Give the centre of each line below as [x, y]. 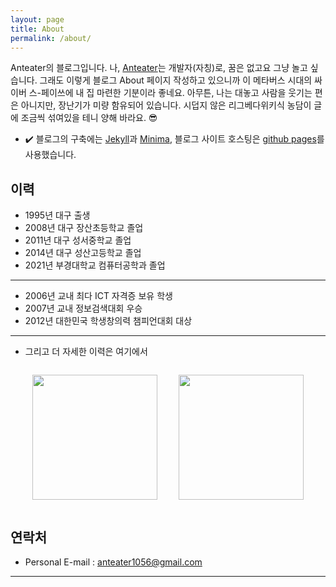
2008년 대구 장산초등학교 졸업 [84, 228]
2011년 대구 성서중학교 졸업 [78, 240]
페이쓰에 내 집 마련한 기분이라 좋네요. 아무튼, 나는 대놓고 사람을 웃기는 [177, 93]
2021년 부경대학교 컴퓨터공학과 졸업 [95, 265]
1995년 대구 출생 [57, 215]
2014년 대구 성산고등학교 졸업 [83, 253]
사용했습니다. [50, 155]
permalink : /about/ [51, 38]
